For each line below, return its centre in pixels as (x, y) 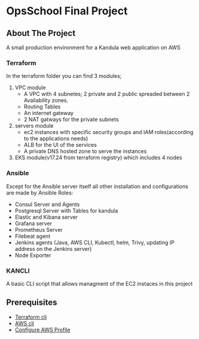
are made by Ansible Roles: (40, 192)
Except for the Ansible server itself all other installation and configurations (97, 186)
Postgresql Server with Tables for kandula (66, 210)
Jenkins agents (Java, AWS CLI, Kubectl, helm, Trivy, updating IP (95, 242)
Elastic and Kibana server (46, 217)
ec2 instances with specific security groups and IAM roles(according (108, 132)
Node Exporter (33, 255)
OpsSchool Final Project (67, 11)
